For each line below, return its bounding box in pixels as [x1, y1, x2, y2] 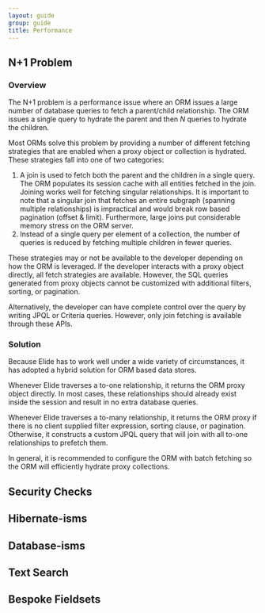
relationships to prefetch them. [8, 438, 108, 448]
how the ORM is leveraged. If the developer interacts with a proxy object [8, 262, 244, 271]
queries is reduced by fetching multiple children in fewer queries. [19, 238, 232, 247]
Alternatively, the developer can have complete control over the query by [8, 302, 247, 312]
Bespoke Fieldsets [8, 592, 101, 607]
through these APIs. [8, 319, 73, 329]
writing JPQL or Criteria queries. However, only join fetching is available [8, 311, 242, 320]
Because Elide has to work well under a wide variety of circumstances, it [8, 357, 245, 366]
